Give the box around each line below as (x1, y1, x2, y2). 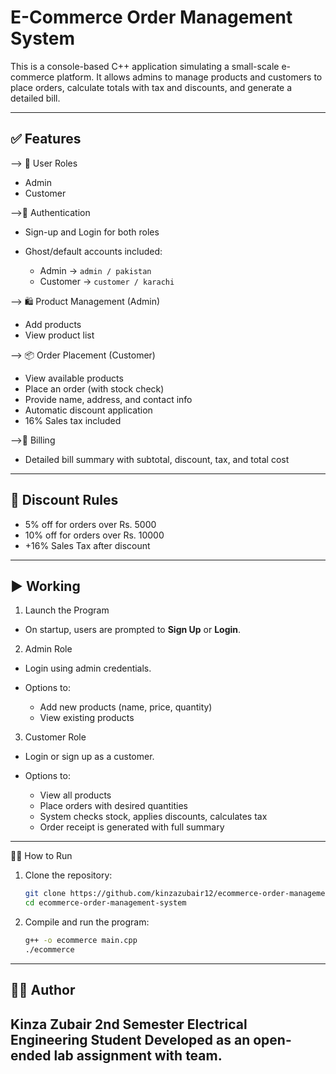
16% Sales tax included (24, 414, 122, 426)
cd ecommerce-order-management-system (24, 898, 187, 908)
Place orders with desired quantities (39, 800, 188, 812)
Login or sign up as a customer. (24, 751, 155, 763)
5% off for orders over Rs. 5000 (24, 518, 157, 530)
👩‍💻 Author (10, 982, 76, 999)
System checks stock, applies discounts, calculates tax (39, 811, 268, 823)
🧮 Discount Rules (10, 492, 119, 509)
